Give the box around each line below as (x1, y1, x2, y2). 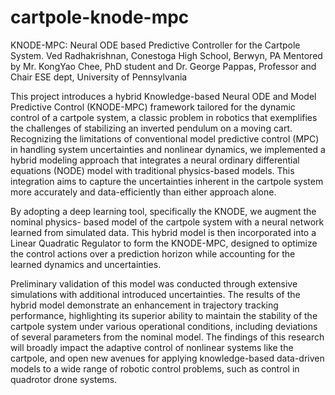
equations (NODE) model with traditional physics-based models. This (10, 164, 295, 176)
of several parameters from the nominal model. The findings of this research (10, 331, 325, 343)
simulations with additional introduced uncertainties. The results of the (10, 288, 301, 300)
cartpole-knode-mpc (10, 6, 190, 29)
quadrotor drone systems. (10, 373, 118, 385)
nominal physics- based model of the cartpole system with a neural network (10, 216, 325, 228)
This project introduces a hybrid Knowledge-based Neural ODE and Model (10, 90, 317, 102)
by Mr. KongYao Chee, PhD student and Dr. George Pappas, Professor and (10, 60, 317, 72)
